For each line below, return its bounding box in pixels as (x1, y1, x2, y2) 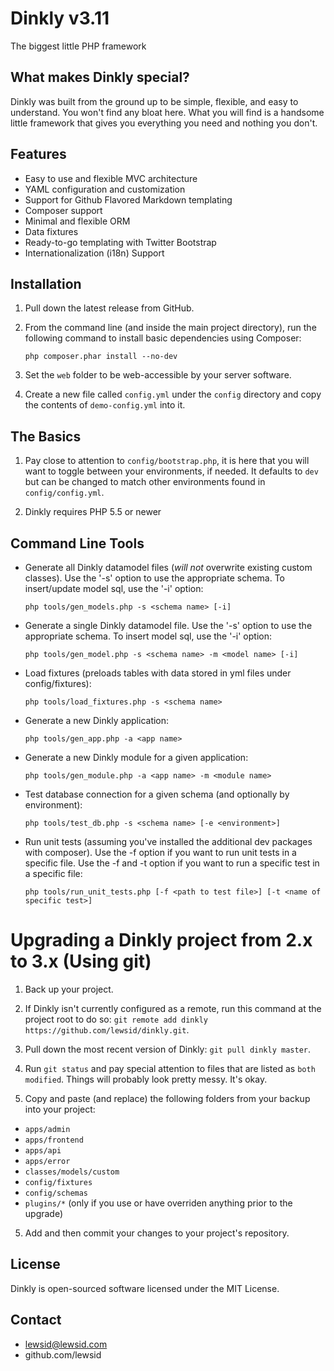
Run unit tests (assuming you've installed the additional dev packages (24, 836, 313, 847)
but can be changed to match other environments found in (24, 476, 266, 488)
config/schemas (24, 1188, 89, 1198)
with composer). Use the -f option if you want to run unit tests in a (24, 847, 297, 858)
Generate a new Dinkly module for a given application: (24, 752, 249, 763)
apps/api (24, 1145, 62, 1156)
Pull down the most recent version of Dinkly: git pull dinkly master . (24, 1043, 312, 1055)
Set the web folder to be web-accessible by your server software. (24, 369, 292, 381)
